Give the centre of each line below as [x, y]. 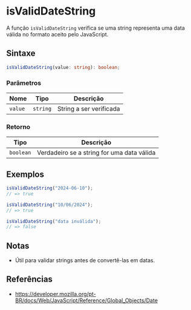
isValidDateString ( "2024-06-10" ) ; [50, 188]
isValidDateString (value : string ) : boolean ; [63, 67]
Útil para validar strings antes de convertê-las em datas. [85, 260]
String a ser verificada [89, 108]
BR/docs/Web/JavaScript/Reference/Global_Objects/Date [86, 300]
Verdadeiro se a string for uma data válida [96, 153]
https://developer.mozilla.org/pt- [56, 294]
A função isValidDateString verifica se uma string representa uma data [96, 28]
